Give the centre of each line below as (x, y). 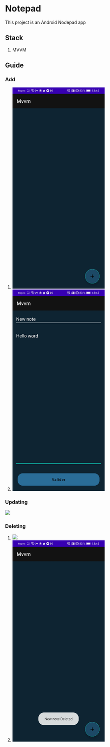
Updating (16, 502)
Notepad (23, 9)
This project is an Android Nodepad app (45, 22)
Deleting (15, 526)
